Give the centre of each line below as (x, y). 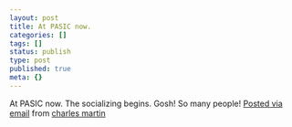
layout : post (34, 18)
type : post (30, 60)
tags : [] (26, 43)
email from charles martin (58, 113)
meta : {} (26, 78)
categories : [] (38, 35)
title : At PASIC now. (51, 26)
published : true (40, 69)
